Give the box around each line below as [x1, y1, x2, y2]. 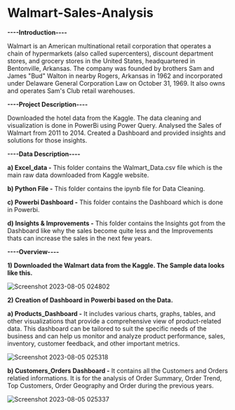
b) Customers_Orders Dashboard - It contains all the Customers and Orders [7, 366, 228, 375]
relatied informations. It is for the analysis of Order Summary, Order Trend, [7, 373, 222, 382]
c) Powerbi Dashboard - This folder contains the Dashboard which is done [7, 198, 223, 206]
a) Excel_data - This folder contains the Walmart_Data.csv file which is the [7, 163, 223, 171]
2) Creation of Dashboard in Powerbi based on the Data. [7, 296, 173, 304]
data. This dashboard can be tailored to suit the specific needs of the [7, 324, 207, 333]
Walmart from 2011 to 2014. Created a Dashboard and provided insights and [7, 128, 226, 137]
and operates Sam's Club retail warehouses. [7, 86, 135, 95]
